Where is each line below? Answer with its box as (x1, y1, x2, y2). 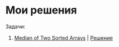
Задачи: (5, 23, 26, 30)
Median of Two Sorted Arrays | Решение (14, 34, 113, 41)
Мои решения (5, 4, 77, 17)
